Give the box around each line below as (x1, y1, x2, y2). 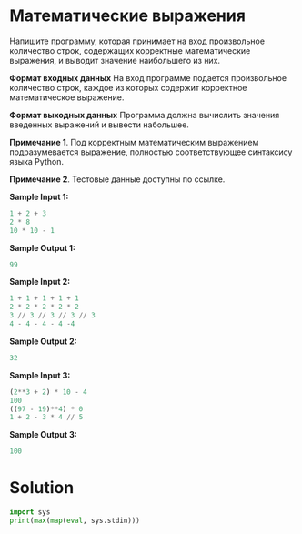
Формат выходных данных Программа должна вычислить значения (9, 109, 280, 120)
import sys (9, 508, 51, 517)
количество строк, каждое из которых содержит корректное (9, 82, 247, 93)
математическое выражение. (9, 92, 125, 103)
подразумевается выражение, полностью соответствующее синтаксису (9, 146, 293, 157)
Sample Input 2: (9, 277, 71, 287)
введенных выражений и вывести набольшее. (9, 119, 189, 130)
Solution (9, 478, 75, 499)
